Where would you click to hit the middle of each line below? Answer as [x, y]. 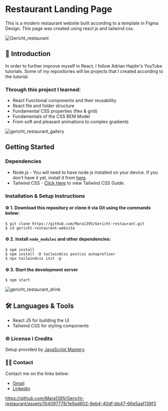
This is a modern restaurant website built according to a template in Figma [82, 23]
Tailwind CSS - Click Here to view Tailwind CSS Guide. [69, 183]
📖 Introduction [28, 54]
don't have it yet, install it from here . [50, 177]
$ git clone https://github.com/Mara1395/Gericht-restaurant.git [75, 224]
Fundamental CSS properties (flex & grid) [55, 111]
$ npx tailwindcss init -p [33, 259]
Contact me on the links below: [37, 373]
